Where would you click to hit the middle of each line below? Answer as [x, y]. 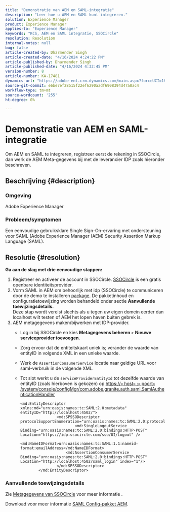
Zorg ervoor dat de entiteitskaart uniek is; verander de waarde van [89, 347]
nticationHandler [37, 394]
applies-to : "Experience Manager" [42, 29]
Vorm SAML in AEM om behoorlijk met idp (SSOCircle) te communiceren [88, 290]
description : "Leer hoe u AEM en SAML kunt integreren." [67, 15]
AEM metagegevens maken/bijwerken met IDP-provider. [71, 323]
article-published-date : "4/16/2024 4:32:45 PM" [57, 67]
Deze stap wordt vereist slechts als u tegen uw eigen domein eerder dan [88, 312]
